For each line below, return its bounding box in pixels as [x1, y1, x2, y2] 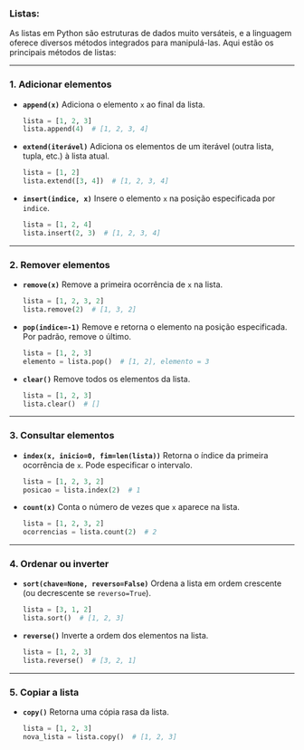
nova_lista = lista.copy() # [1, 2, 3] [22, 733, 177, 742]
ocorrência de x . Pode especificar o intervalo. [22, 459, 193, 470]
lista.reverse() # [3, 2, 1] [22, 656, 138, 666]
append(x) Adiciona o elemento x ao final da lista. [22, 99, 205, 110]
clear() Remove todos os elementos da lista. [22, 373, 191, 384]
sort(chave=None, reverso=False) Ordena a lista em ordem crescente [22, 578, 282, 589]
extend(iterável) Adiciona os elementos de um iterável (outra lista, [22, 141, 274, 152]
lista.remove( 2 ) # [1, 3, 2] [22, 305, 138, 314]
